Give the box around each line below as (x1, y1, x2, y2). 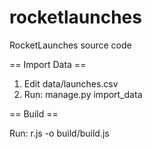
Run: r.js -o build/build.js (9, 127, 110, 139)
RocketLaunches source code (9, 39, 132, 51)
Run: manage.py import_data (23, 88, 143, 100)
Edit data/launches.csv (23, 77, 119, 90)
